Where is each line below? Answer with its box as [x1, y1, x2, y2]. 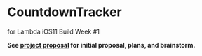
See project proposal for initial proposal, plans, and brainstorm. [7, 41, 196, 49]
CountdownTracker [7, 4, 122, 20]
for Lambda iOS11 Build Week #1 [7, 27, 100, 36]
